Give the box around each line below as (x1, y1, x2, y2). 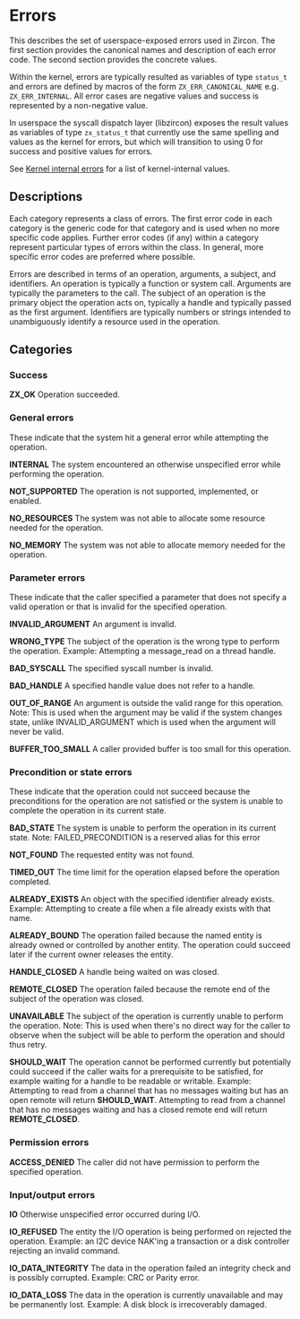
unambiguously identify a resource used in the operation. (9, 315, 221, 327)
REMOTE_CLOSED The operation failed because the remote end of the (9, 984, 270, 995)
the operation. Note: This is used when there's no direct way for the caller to (9, 1021, 291, 1031)
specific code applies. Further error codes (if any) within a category (9, 232, 260, 243)
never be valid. (9, 727, 64, 737)
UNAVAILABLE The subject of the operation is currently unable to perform (9, 1011, 284, 1022)
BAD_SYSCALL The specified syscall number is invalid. (9, 663, 214, 674)
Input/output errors (9, 1188, 96, 1201)
